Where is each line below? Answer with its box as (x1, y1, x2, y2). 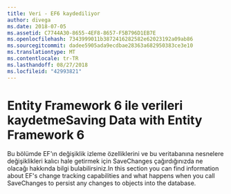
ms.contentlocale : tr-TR (7, 55, 79, 62)
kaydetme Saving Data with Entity (7, 112, 203, 128)
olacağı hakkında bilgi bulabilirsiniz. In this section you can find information (7, 164, 219, 173)
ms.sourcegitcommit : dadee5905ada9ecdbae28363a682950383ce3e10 (7, 42, 194, 49)
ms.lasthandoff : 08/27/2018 (7, 61, 89, 68)
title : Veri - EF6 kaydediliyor (7, 10, 100, 17)
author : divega (7, 17, 51, 23)
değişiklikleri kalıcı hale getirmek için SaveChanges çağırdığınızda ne (7, 157, 203, 166)
